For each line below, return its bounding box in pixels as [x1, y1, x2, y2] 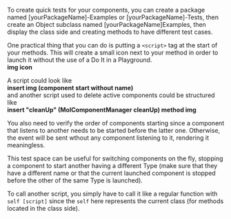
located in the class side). [7, 205, 80, 212]
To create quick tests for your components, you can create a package [7, 6, 205, 14]
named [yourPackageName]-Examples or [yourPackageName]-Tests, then [7, 13, 219, 21]
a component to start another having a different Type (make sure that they [7, 162, 218, 169]
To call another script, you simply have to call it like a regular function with [7, 189, 218, 198]
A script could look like [7, 76, 72, 85]
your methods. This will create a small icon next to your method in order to [7, 48, 219, 56]
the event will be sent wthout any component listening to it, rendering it [7, 134, 209, 142]
